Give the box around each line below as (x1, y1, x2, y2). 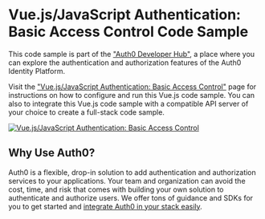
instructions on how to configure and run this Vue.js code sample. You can (8, 90, 255, 99)
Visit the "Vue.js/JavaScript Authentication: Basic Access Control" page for (8, 82, 257, 91)
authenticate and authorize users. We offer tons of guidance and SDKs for (8, 193, 254, 202)
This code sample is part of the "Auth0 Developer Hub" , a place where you (8, 49, 255, 59)
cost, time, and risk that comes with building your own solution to (8, 185, 224, 194)
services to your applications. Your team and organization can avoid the (8, 176, 247, 185)
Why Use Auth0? (8, 146, 96, 160)
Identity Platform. (8, 66, 66, 75)
